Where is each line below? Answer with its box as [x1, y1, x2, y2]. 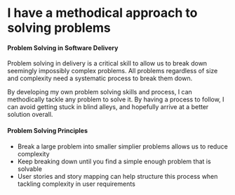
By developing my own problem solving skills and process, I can [7, 88, 193, 96]
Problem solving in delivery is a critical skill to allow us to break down [7, 59, 208, 68]
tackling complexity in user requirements [17, 180, 135, 188]
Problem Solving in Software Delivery [7, 44, 119, 52]
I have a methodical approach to [7, 5, 198, 21]
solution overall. [7, 111, 53, 119]
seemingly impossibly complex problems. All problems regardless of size [7, 67, 218, 75]
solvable [17, 164, 42, 173]
